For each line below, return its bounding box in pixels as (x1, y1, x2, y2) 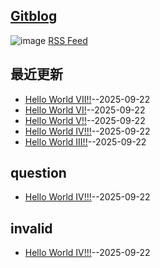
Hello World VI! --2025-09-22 (24, 104, 146, 116)
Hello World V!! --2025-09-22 (24, 114, 146, 126)
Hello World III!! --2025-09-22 (24, 135, 147, 148)
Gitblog (10, 8, 58, 25)
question (10, 165, 67, 182)
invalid (10, 220, 53, 237)
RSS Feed (48, 34, 88, 46)
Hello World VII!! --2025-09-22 (24, 93, 151, 105)
